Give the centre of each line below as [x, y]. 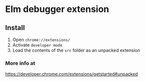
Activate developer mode [37, 45]
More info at [20, 63]
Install [15, 28]
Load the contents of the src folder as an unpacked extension [76, 50]
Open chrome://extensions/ [41, 39]
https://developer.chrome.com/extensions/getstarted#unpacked [71, 74]
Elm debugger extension [57, 9]
